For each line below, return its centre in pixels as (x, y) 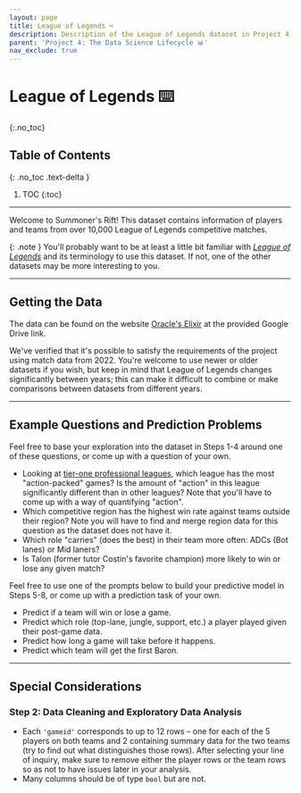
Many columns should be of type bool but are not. (114, 779)
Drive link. (28, 333)
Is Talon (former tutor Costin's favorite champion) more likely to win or (151, 558)
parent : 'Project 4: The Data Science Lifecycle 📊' (109, 42)
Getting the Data (56, 302)
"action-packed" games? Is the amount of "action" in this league (141, 482)
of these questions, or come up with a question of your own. (120, 455)
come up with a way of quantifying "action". (103, 502)
